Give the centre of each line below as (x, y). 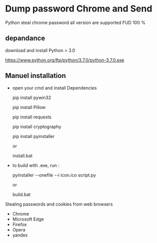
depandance (25, 38)
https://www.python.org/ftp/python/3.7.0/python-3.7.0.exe (65, 60)
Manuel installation (36, 76)
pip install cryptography (37, 126)
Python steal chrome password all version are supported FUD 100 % (75, 22)
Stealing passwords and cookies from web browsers (59, 204)
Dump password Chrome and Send (79, 9)
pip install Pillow (29, 107)
